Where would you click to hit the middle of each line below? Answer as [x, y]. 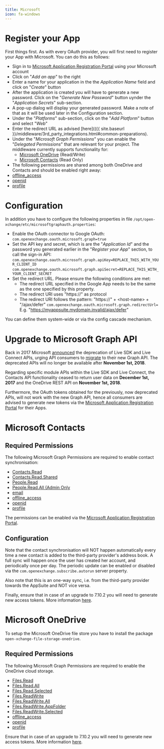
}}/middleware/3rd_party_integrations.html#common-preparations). [80, 134]
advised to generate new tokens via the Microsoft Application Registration [79, 403]
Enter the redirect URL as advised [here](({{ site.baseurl [68, 129]
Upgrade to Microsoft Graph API [71, 339]
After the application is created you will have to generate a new [75, 92]
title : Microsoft [23, 10]
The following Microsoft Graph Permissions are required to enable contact [80, 457]
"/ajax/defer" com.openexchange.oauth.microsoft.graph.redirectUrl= [89, 305]
